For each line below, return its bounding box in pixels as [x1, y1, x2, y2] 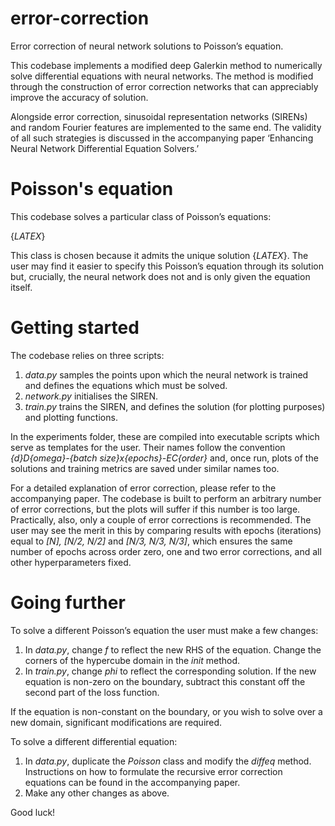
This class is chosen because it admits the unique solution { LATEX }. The [10, 249, 309, 261]
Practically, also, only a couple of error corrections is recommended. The [10, 513, 312, 526]
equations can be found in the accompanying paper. [24, 776, 241, 788]
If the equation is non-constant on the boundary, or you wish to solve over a [10, 705, 323, 717]
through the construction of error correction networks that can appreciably [10, 80, 319, 92]
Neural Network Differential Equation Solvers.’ [10, 142, 200, 154]
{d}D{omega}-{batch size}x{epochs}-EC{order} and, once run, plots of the [10, 452, 319, 464]
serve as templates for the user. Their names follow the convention [10, 441, 286, 453]
